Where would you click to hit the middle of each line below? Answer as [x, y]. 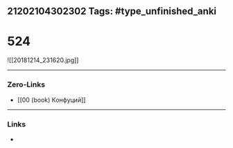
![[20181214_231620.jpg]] [43, 60]
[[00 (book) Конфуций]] [51, 100]
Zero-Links [26, 84]
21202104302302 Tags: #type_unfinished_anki [112, 11]
